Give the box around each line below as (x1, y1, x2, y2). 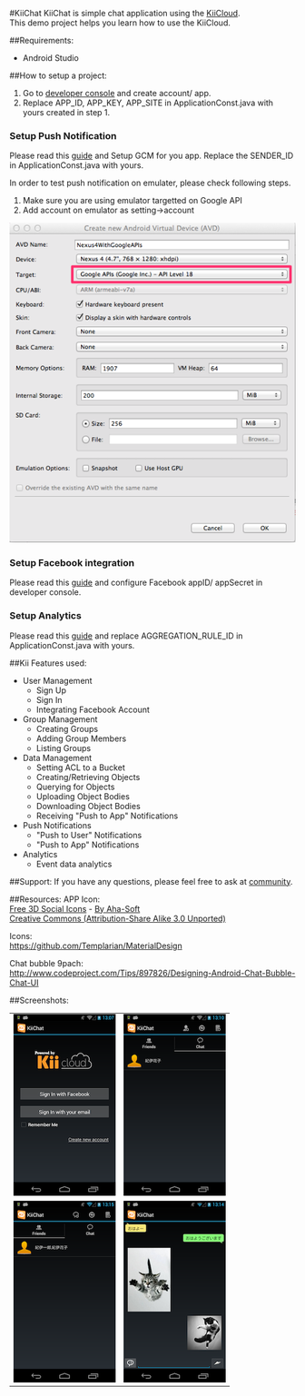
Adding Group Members (35, 733, 127, 744)
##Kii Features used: (9, 658, 87, 668)
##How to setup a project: (9, 70, 107, 81)
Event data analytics (35, 858, 113, 869)
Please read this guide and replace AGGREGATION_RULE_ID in (9, 630, 243, 641)
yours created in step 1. (22, 107, 111, 117)
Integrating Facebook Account (35, 704, 150, 715)
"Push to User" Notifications (35, 829, 143, 840)
